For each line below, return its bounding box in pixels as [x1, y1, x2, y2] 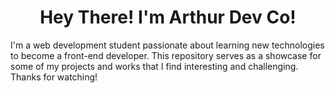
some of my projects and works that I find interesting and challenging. [10, 60, 299, 72]
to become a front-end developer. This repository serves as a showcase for [10, 49, 322, 61]
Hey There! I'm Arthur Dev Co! [39, 6, 297, 29]
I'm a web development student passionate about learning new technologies [10, 39, 325, 51]
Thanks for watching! [10, 71, 98, 83]
